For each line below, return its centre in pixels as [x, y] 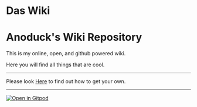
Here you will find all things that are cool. [55, 65]
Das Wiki [28, 11]
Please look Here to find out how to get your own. [66, 81]
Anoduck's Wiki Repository [74, 38]
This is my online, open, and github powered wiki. [66, 53]
